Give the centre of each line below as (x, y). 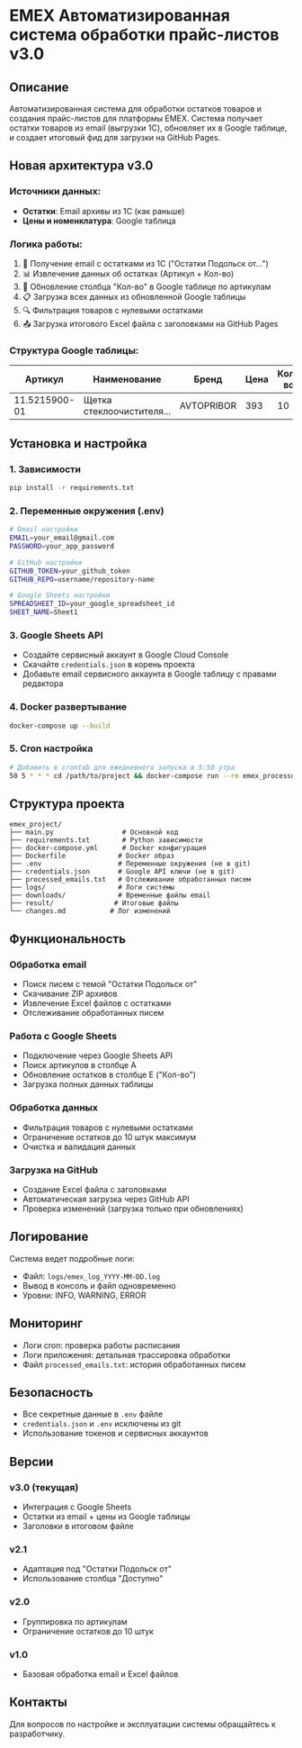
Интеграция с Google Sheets (77, 1507)
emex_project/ (36, 825)
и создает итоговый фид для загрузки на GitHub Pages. (115, 137)
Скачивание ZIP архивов (70, 994)
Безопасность (51, 1392)
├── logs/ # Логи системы (92, 888)
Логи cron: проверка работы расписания (101, 1345)
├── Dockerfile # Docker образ (92, 856)
